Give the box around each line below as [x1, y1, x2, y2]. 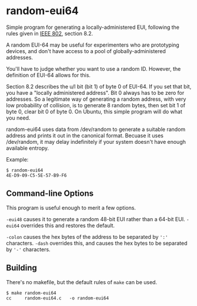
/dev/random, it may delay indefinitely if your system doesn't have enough [6, 138, 186, 145]
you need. [6, 114, 31, 121]
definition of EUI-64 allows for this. [6, 71, 91, 78]
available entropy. [6, 144, 49, 152]
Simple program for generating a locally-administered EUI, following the [6, 24, 180, 31]
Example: [6, 156, 29, 163]
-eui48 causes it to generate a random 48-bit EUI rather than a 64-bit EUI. [6, 215, 185, 222]
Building [6, 263, 37, 273]
